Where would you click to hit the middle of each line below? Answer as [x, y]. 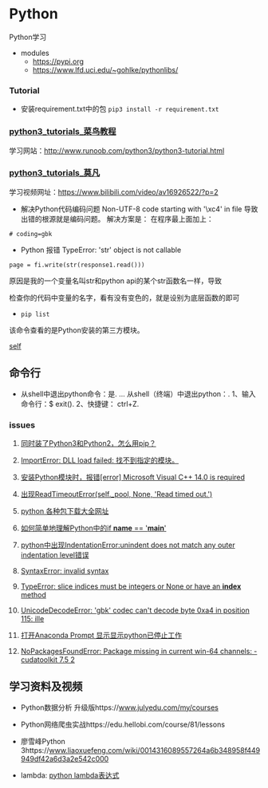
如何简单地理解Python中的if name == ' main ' [93, 528]
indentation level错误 [55, 554]
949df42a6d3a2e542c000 [65, 758]
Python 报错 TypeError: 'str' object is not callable [101, 250]
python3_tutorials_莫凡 [55, 173]
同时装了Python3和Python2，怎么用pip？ [88, 443]
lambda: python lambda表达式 [70, 775]
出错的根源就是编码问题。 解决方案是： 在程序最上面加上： [117, 219]
